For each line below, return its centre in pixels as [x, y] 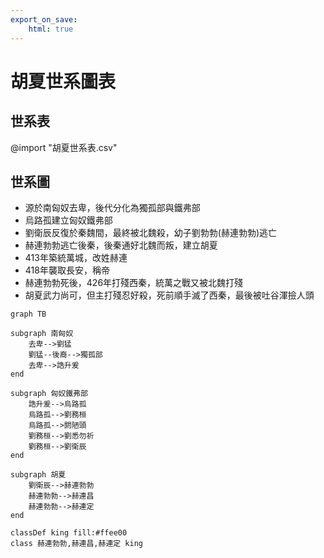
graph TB [28, 314]
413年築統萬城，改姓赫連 [76, 258]
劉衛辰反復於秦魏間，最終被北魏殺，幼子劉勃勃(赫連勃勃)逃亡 [151, 233]
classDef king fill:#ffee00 [69, 533]
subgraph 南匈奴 [42, 334]
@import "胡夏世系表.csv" [64, 147]
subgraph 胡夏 [38, 475]
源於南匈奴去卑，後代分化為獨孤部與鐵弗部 [112, 208]
